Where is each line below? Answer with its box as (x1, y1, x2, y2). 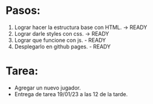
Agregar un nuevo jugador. (14, 84, 81, 91)
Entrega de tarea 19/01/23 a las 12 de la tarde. (14, 90, 128, 97)
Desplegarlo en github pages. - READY (14, 43, 111, 50)
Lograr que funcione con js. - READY (14, 36, 106, 44)
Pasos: (5, 4, 40, 18)
